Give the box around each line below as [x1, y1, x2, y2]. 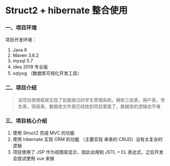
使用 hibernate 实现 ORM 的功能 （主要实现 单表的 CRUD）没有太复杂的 [12, 136, 163, 143]
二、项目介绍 [5, 84, 37, 91]
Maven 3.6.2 [12, 52, 39, 59]
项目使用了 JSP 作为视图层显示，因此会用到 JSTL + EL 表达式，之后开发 [12, 149, 164, 155]
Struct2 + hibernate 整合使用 [5, 5, 128, 16]
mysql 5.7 [12, 58, 33, 64]
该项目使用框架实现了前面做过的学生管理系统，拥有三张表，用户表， [17, 97, 161, 103]
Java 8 [12, 47, 27, 53]
